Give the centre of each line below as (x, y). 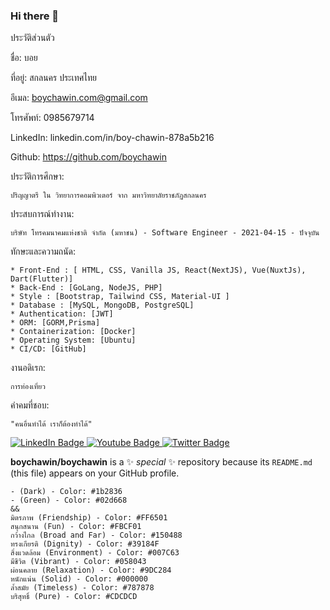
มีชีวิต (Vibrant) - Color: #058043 (78, 562)
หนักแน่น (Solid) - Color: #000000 (79, 579)
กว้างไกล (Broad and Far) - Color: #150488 (96, 535)
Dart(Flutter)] (42, 279)
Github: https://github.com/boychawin (89, 157)
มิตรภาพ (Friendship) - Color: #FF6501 (89, 518)
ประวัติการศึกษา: (37, 176)
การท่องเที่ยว (28, 387)
